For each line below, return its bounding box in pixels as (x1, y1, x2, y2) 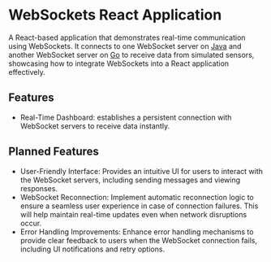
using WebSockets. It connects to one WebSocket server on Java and (8, 41, 242, 50)
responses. (19, 183, 58, 193)
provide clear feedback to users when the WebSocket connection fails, (19, 235, 258, 245)
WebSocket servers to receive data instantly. (19, 120, 170, 131)
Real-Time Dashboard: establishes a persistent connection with (19, 112, 232, 122)
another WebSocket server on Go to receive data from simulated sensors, (8, 50, 255, 59)
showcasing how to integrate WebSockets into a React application (8, 59, 230, 68)
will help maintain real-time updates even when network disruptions (19, 209, 247, 219)
